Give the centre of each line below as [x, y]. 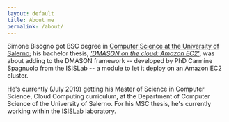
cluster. [18, 76]
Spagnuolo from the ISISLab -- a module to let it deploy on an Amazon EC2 [115, 68]
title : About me [31, 20]
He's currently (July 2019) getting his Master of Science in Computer [106, 89]
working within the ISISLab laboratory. [62, 111]
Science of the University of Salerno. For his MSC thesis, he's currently [109, 104]
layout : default [31, 14]
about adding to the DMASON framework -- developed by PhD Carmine [110, 61]
